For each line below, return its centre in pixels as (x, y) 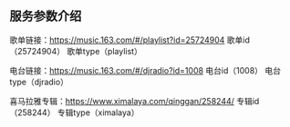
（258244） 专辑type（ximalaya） (74, 112)
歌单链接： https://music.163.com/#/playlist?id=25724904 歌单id (130, 40)
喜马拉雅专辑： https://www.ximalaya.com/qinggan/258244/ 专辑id (135, 101)
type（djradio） (39, 82)
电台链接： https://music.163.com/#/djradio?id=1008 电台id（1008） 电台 (145, 70)
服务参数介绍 (46, 16)
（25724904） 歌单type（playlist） (76, 51)
